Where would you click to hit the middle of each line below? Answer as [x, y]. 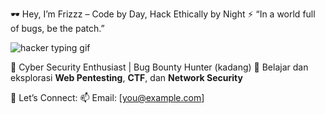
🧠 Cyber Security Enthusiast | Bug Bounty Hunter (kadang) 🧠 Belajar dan [159, 67]
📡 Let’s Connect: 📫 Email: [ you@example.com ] [107, 97]
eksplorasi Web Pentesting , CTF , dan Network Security [126, 77]
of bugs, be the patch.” [57, 28]
